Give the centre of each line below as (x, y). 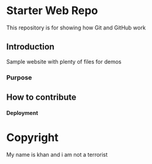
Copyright (33, 137)
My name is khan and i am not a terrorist (57, 154)
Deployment (22, 113)
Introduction (31, 47)
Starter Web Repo (52, 11)
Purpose (19, 77)
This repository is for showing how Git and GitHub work (76, 28)
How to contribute (42, 98)
